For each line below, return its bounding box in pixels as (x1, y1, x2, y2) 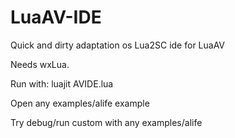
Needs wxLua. (10, 58, 70, 70)
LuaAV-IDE (10, 6, 102, 29)
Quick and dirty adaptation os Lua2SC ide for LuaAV (10, 39, 226, 51)
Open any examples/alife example (10, 97, 150, 109)
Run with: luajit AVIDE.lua (10, 77, 114, 90)
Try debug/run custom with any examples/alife (10, 116, 203, 128)
